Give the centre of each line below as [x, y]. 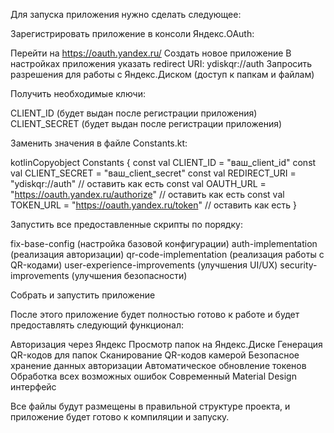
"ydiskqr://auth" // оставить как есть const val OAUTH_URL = [138, 183]
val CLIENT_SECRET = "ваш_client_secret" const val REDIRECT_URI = [153, 173]
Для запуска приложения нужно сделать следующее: [126, 14]
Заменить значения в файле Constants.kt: [99, 143]
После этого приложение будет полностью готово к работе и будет [155, 314]
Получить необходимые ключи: [78, 93]
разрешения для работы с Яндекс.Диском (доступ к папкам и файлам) [162, 74]
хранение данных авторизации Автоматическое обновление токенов [158, 365]
